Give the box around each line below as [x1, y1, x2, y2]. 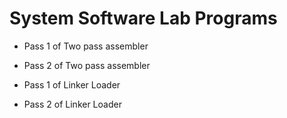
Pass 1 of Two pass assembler [23, 40, 149, 52]
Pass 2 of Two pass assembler [23, 59, 151, 71]
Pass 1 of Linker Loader [23, 78, 121, 91]
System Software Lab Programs [9, 7, 278, 30]
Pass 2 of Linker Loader [23, 98, 122, 110]
